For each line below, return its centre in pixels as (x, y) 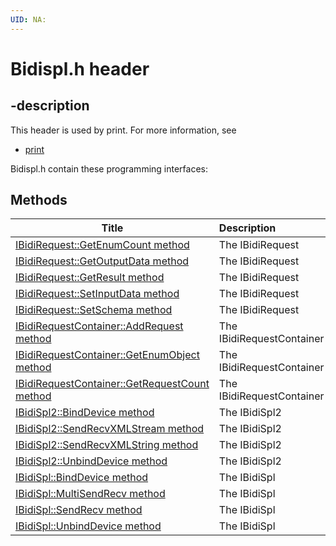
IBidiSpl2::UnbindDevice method (91, 461)
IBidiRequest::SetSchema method (94, 310)
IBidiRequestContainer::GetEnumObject (107, 355)
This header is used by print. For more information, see (123, 130)
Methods (39, 200)
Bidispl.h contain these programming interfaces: (109, 168)
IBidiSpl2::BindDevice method (85, 413)
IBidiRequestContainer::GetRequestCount (112, 384)
